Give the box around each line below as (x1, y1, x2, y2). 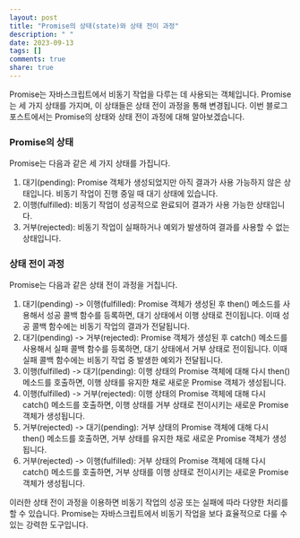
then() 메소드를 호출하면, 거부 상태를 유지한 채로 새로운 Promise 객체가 (21, 433, 270, 444)
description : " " (9, 30, 74, 39)
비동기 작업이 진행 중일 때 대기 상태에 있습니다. (56, 188, 219, 199)
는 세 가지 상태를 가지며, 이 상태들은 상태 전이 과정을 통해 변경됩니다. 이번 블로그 (9, 100, 288, 110)
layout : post (9, 13, 58, 22)
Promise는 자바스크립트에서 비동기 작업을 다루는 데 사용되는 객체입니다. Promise (9, 89, 292, 100)
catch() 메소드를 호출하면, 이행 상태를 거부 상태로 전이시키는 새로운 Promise (21, 400, 289, 411)
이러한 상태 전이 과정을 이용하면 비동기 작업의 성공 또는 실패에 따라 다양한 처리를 (9, 497, 289, 508)
